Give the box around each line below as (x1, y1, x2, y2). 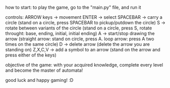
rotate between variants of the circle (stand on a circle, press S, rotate (5, 25, 152, 31)
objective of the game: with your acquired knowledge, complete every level (5, 62, 163, 68)
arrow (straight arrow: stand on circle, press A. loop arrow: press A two (5, 36, 154, 42)
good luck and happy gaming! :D (5, 77, 74, 83)
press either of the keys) (5, 52, 57, 58)
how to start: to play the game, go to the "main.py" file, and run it (5, 5, 141, 10)
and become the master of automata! (5, 67, 83, 73)
